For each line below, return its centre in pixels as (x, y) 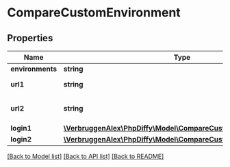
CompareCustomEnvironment (94, 13)
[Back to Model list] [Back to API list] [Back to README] (86, 156)
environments (34, 69)
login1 (21, 128)
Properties (30, 38)
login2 (21, 139)
